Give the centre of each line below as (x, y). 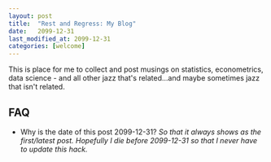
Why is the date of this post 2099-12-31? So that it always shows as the (141, 132)
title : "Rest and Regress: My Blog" (72, 24)
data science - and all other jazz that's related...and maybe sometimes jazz (134, 78)
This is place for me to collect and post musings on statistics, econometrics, (136, 69)
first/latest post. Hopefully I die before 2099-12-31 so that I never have (139, 140)
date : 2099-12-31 (42, 31)
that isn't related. (37, 87)
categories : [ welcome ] (47, 46)
